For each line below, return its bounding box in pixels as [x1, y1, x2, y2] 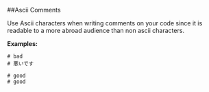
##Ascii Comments [7, 6, 61, 14]
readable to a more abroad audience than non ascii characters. [7, 27, 185, 34]
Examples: [7, 40, 38, 47]
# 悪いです [7, 60, 34, 67]
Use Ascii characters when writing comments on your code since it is [7, 19, 203, 27]
